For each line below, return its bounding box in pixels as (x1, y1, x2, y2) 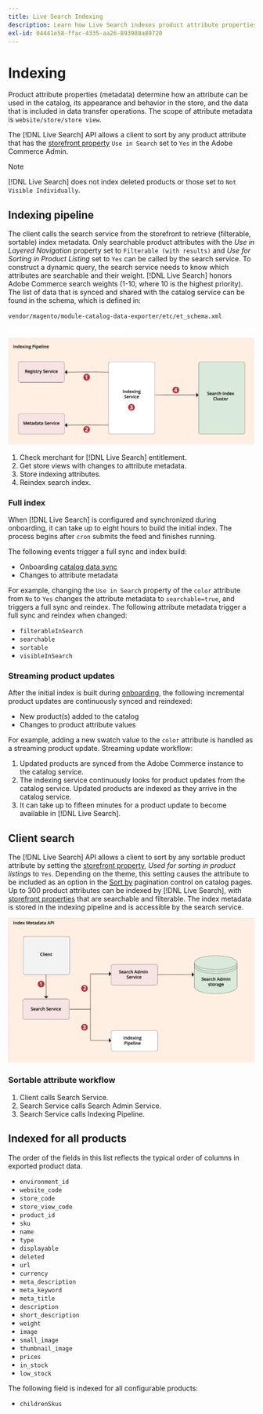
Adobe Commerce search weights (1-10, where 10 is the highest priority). (8, 279, 243, 289)
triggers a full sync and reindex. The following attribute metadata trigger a (8, 603, 247, 612)
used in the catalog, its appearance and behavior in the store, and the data (8, 98, 249, 108)
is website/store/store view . (8, 115, 102, 125)
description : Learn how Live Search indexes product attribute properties (8, 20, 258, 29)
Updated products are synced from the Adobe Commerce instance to (19, 759, 244, 768)
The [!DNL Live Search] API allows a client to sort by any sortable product (8, 852, 246, 862)
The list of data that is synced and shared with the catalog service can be (8, 287, 245, 297)
